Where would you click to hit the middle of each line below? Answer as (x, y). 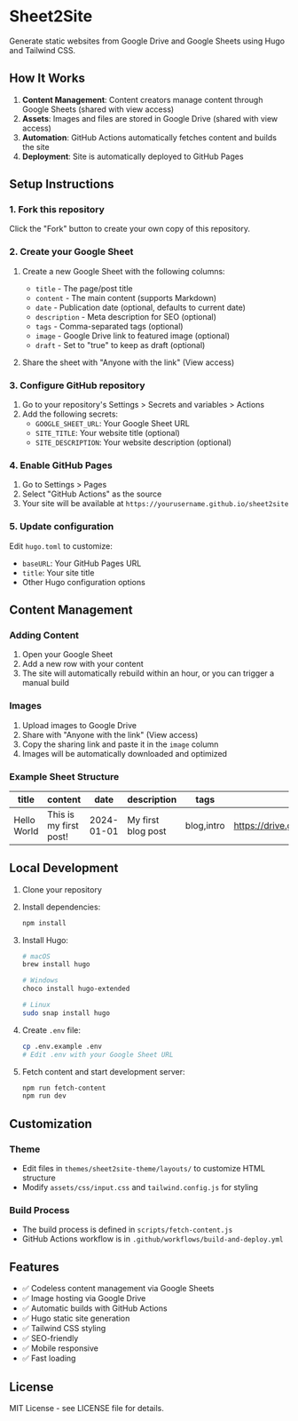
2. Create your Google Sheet (71, 252)
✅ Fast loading (49, 1358)
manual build (45, 683)
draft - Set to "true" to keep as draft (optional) (120, 345)
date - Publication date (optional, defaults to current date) (141, 307)
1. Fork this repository (57, 210)
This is (61, 814)
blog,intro (205, 825)
